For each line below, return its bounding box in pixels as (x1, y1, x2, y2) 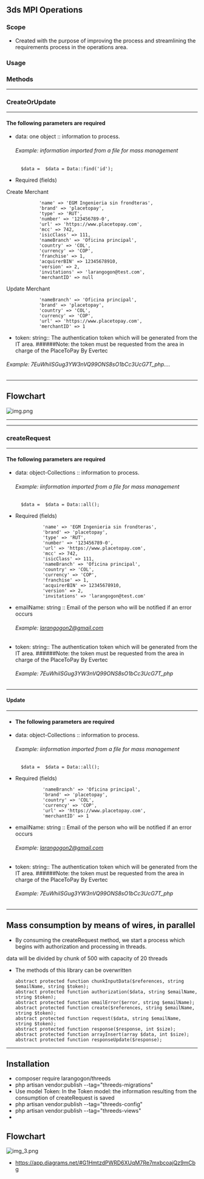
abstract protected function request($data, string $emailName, (15, 1015, 182, 1022)
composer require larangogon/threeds (15, 1075, 111, 1082)
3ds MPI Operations (6, 5, 83, 15)
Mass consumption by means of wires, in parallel (6, 920, 195, 930)
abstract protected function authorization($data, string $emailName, (15, 989, 198, 995)
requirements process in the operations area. (15, 43, 128, 50)
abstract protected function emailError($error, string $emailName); (15, 999, 195, 1005)
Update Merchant (6, 285, 50, 292)
